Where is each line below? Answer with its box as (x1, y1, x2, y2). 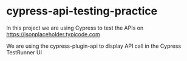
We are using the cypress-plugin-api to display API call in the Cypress (6, 42, 182, 50)
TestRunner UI (6, 48, 42, 56)
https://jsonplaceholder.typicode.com (6, 30, 100, 37)
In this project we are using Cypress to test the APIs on (6, 24, 144, 31)
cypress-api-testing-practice (6, 4, 158, 18)
